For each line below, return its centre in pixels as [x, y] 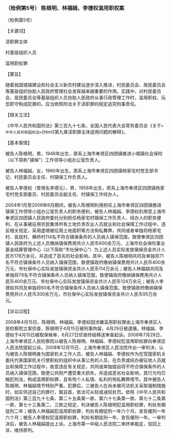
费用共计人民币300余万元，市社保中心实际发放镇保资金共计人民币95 [77, 294]
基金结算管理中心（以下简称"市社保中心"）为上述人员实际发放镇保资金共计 [83, 250]
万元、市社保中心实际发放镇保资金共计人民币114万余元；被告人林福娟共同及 [84, 269]
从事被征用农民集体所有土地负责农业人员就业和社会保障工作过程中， [90, 224]
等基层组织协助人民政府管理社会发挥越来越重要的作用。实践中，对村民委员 [83, 91]
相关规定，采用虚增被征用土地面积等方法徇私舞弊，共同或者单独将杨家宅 [85, 230]
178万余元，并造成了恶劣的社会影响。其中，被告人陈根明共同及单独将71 [89, 256]
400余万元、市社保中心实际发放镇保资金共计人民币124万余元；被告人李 [89, 281]
